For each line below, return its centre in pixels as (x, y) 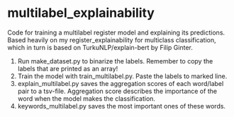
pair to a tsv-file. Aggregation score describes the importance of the (117, 91)
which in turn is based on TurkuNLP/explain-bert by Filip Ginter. (100, 47)
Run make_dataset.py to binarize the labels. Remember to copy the (115, 61)
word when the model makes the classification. (87, 98)
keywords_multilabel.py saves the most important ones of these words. (121, 106)
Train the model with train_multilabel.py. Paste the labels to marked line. (122, 76)
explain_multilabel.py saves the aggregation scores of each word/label (121, 83)
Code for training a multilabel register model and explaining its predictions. (116, 32)
